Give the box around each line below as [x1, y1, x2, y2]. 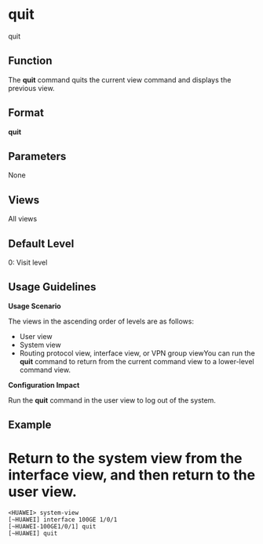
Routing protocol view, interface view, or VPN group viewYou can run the [19, 348, 255, 358]
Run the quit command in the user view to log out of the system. [8, 395, 216, 405]
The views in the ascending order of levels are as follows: [8, 316, 195, 326]
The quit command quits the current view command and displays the [8, 75, 232, 84]
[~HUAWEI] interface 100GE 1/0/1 [8, 516, 118, 524]
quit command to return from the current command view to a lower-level [19, 356, 255, 366]
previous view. [8, 83, 55, 93]
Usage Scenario [8, 301, 61, 311]
